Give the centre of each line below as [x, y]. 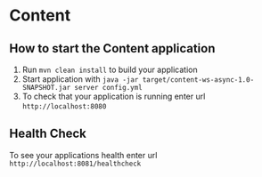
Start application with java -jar [80, 79]
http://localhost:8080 [64, 107]
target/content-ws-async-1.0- [198, 80]
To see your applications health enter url [83, 155]
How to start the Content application [112, 48]
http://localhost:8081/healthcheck [75, 164]
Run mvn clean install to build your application [110, 69]
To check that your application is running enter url [114, 96]
